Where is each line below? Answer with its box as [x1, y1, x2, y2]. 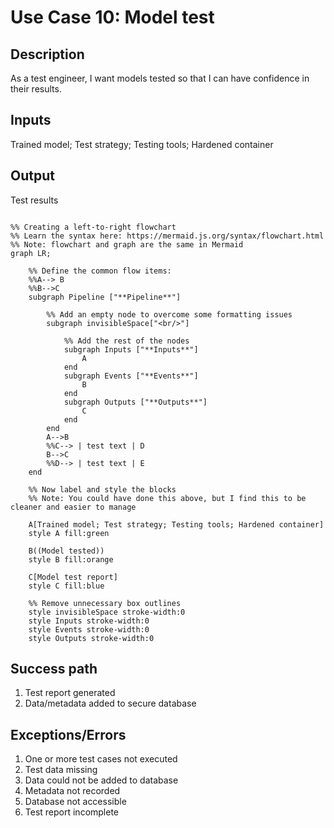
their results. [10, 83, 62, 95]
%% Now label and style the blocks [28, 484, 177, 495]
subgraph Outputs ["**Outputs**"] [63, 397, 208, 407]
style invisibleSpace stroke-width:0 [28, 607, 186, 617]
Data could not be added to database [24, 774, 179, 786]
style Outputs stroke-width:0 [28, 633, 155, 643]
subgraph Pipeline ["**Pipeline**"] [28, 292, 182, 302]
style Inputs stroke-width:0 [28, 616, 150, 626]
